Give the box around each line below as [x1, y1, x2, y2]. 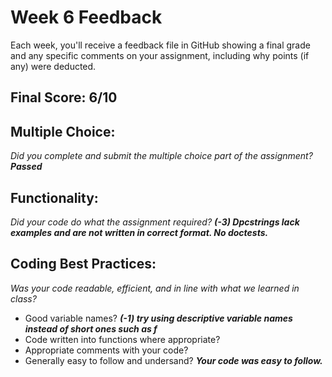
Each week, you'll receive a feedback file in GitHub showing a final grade [10, 39, 311, 51]
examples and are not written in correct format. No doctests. [10, 226, 269, 238]
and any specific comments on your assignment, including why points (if [10, 49, 310, 61]
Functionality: [10, 189, 99, 206]
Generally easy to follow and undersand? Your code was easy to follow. [24, 354, 323, 366]
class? [10, 292, 37, 305]
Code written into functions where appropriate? [24, 333, 221, 345]
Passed [10, 161, 43, 173]
